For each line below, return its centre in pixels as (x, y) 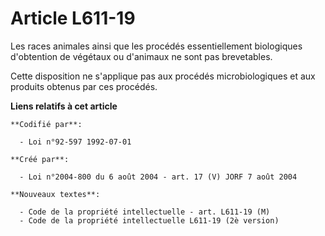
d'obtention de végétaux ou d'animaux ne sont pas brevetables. (141, 56)
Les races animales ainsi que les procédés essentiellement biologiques (156, 46)
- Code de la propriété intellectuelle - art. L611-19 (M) (145, 212)
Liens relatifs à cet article (64, 106)
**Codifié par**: (46, 124)
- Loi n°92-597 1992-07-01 (75, 142)
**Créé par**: (40, 159)
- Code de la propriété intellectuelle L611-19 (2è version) (149, 220)
